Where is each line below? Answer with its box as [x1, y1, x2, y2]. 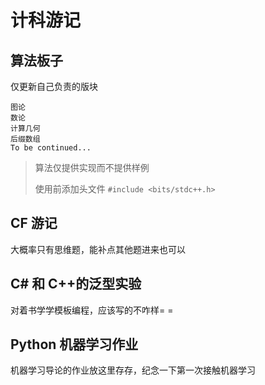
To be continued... [10, 143, 92, 153]
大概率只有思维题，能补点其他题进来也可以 [10, 243, 186, 255]
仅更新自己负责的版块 [10, 81, 98, 92]
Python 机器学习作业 [10, 336, 139, 353]
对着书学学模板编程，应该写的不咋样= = [10, 304, 174, 316]
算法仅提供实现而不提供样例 [34, 162, 150, 173]
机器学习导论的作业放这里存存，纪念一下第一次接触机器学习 [10, 364, 256, 376]
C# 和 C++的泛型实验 [10, 276, 142, 293]
